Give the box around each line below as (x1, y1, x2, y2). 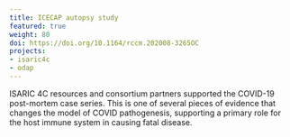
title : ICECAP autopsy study (9, 13, 119, 23)
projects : (9, 47, 47, 56)
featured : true (9, 22, 67, 31)
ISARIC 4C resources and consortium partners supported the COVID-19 (9, 87, 275, 99)
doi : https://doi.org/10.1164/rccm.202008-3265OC (9, 38, 200, 48)
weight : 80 (9, 30, 50, 39)
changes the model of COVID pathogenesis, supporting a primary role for (9, 107, 282, 118)
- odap (9, 64, 34, 73)
